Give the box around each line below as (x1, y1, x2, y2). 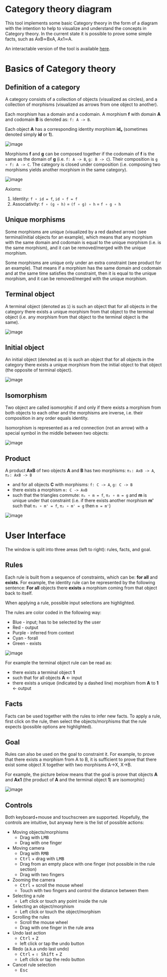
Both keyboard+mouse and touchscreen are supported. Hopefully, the (5, 814, 149, 820)
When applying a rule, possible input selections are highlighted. (5, 600, 135, 606)
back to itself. (5, 590, 33, 596)
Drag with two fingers (19, 872, 65, 878)
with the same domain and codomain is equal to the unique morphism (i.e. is (5, 239, 162, 245)
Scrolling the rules (12, 914, 50, 920)
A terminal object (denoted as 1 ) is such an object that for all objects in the (5, 303, 158, 309)
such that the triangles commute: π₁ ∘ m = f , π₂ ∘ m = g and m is (12, 492, 147, 498)
